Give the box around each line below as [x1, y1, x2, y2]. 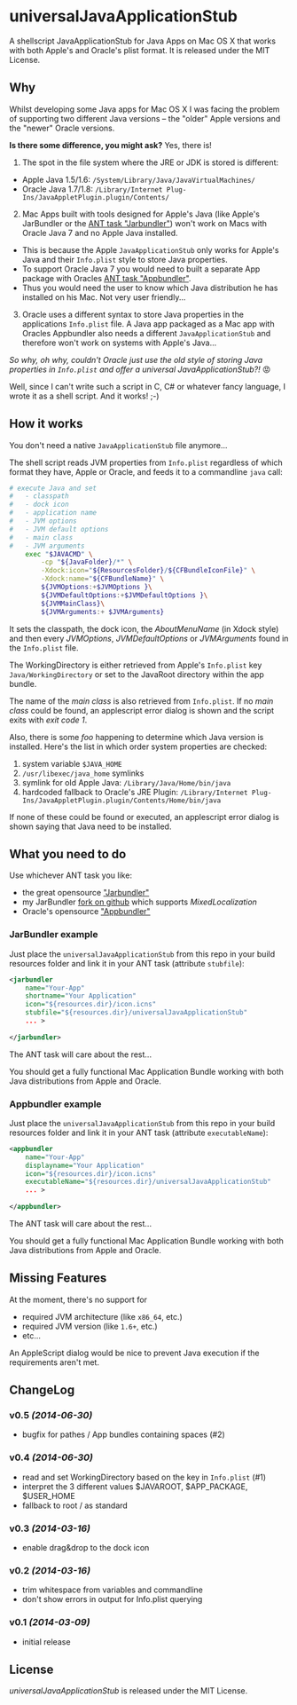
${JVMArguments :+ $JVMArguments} [41, 607, 165, 616]
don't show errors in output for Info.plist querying [21, 1594, 203, 1605]
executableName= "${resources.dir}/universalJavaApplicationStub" [25, 1178, 272, 1187]
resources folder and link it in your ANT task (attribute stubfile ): [9, 958, 246, 968]
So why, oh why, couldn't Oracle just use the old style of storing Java [9, 354, 263, 365]
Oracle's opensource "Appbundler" [21, 906, 151, 917]
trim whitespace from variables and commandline [21, 1584, 204, 1595]
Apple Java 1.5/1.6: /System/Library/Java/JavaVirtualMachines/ [21, 174, 255, 185]
